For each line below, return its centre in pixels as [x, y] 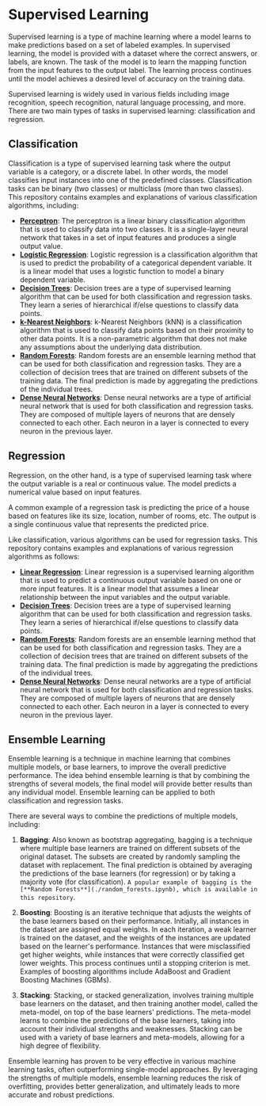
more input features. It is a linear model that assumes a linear [119, 589]
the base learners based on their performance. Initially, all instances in [134, 921]
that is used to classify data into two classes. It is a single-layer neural [134, 229]
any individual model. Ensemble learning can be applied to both [112, 792]
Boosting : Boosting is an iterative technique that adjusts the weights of [135, 913]
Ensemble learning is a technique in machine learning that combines [120, 759]
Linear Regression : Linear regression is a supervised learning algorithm [137, 571]
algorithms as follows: [44, 556]
